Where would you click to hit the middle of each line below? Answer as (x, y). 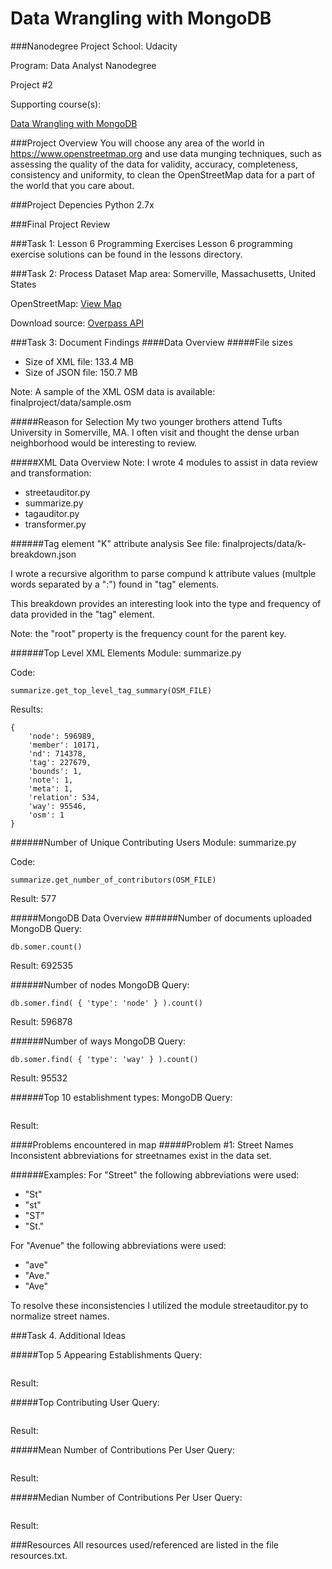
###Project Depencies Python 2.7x (82, 204)
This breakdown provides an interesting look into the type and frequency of (166, 603)
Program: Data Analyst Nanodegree (83, 65)
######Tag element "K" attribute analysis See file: (115, 543)
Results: (27, 709)
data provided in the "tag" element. (82, 614)
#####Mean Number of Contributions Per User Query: (122, 1449)
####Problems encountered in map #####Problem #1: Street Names (152, 1144)
